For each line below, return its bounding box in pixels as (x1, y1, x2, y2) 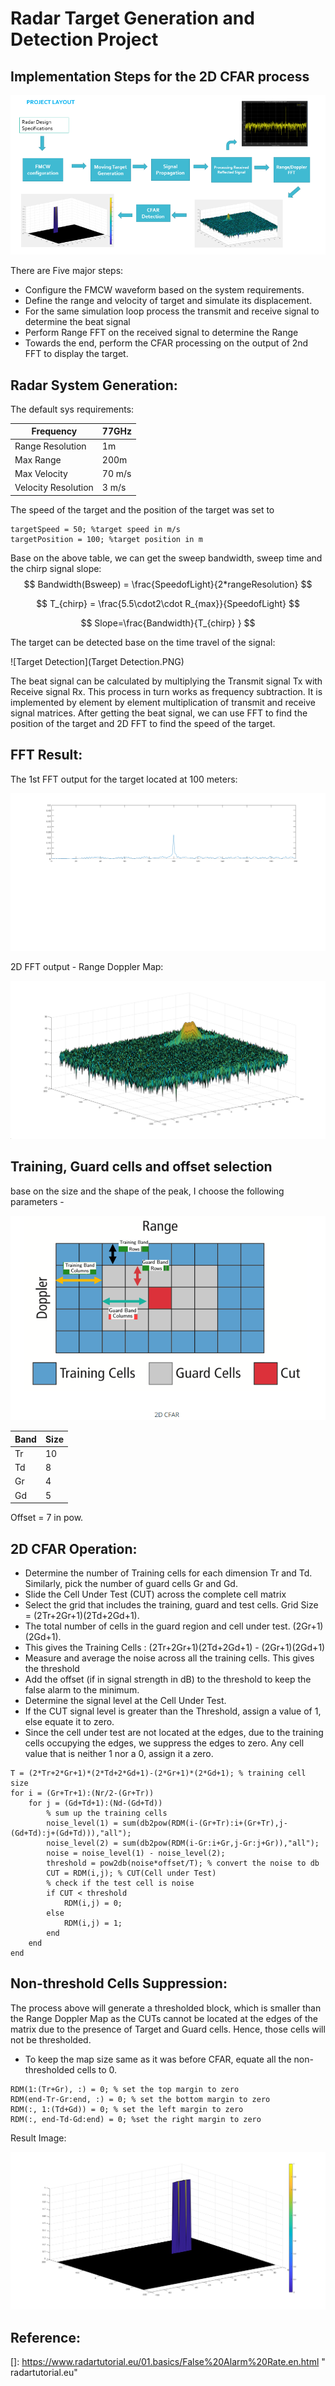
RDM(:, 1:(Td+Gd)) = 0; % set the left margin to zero (10, 2104, 244, 2114)
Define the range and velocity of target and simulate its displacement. (24, 295, 313, 307)
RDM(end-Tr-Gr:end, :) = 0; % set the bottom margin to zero (10, 2094, 271, 2104)
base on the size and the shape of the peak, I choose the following (10, 1185, 285, 1197)
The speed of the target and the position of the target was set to (10, 503, 275, 516)
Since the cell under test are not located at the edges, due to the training (24, 1727, 324, 1739)
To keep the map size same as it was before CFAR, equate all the (24, 2053, 292, 2065)
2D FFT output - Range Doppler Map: (10, 961, 164, 973)
